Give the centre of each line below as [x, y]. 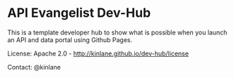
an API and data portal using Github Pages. [70, 39]
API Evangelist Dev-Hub [79, 13]
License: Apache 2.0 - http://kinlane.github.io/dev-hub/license [98, 53]
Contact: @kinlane [34, 67]
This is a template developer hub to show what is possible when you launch [117, 32]
